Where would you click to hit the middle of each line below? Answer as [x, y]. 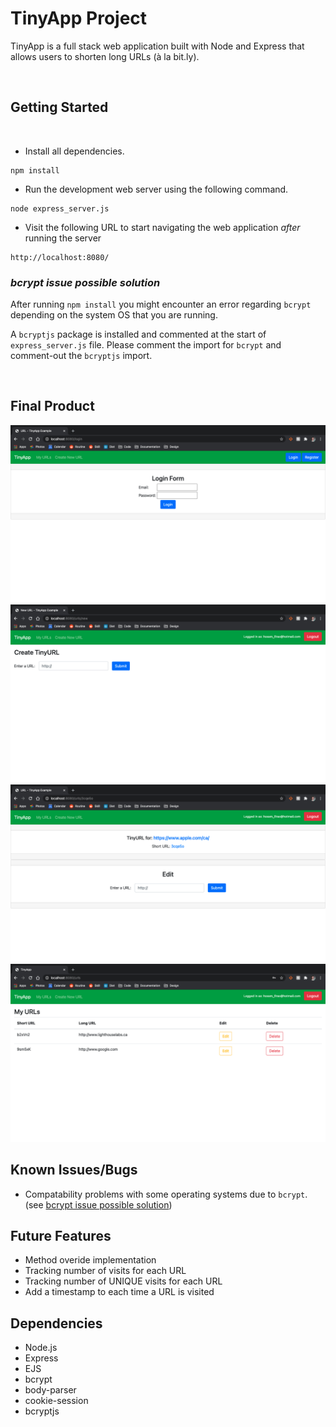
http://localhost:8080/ [60, 257]
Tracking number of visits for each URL [105, 1271]
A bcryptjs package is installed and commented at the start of [138, 334]
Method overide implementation [90, 1260]
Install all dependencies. [74, 151]
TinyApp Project [79, 18]
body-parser [50, 1390]
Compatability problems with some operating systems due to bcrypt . [166, 1194]
